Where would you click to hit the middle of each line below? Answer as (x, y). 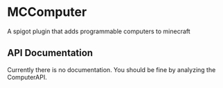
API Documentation (50, 53)
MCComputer (47, 12)
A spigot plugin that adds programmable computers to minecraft (99, 31)
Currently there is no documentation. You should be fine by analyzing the (111, 69)
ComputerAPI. (27, 77)
